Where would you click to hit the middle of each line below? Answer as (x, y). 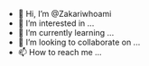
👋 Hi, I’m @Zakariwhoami (65, 14)
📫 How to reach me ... (60, 52)
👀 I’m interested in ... (56, 23)
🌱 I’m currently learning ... (66, 33)
